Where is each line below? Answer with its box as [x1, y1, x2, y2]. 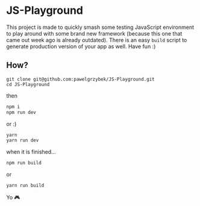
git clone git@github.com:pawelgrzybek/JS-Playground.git [6, 76, 155, 82]
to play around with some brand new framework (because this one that [6, 30, 183, 37]
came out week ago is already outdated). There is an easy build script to [6, 36, 187, 43]
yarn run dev [6, 137, 39, 143]
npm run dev [6, 109, 36, 115]
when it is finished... [6, 148, 56, 155]
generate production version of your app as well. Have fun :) [6, 43, 156, 50]
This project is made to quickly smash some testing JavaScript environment [6, 23, 195, 31]
